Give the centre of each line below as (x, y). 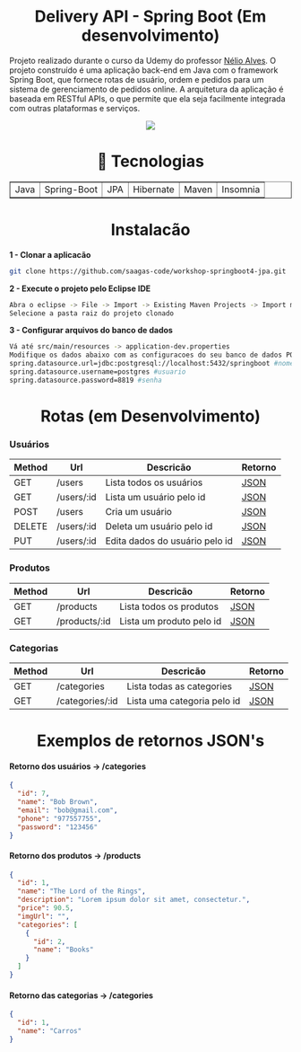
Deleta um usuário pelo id (159, 526)
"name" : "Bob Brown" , (58, 802)
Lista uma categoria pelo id (184, 701)
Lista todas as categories (180, 686)
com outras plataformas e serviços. (75, 108)
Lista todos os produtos (169, 606)
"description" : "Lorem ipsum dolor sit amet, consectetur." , (134, 900)
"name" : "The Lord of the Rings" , (82, 891)
